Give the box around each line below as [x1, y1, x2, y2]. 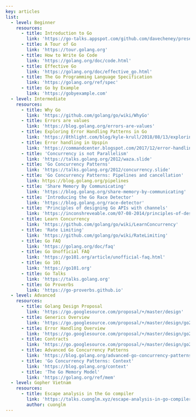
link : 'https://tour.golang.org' [26, 47, 108, 53]
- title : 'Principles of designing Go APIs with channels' [20, 205, 168, 211]
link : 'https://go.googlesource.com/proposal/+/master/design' [26, 309, 184, 315]
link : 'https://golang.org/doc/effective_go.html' [26, 69, 153, 75]
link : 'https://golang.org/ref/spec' [26, 80, 118, 86]
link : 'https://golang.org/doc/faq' [26, 243, 116, 250]
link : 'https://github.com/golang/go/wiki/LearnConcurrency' [26, 221, 179, 227]
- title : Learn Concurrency [20, 216, 90, 222]
